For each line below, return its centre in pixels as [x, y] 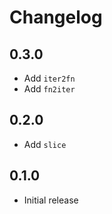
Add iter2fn [49, 78]
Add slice [45, 144]
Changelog [56, 17]
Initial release [51, 200]
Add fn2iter [49, 89]
